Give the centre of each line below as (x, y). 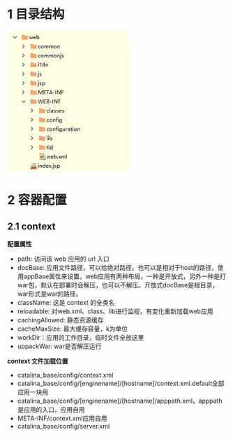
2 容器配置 (37, 200)
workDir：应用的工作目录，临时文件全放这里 (81, 337)
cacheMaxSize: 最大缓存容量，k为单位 (73, 329)
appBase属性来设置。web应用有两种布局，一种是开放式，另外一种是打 (125, 276)
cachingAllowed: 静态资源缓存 (60, 320)
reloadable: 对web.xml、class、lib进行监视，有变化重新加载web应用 (115, 311)
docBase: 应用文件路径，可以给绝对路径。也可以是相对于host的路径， (117, 267)
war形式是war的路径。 (50, 294)
